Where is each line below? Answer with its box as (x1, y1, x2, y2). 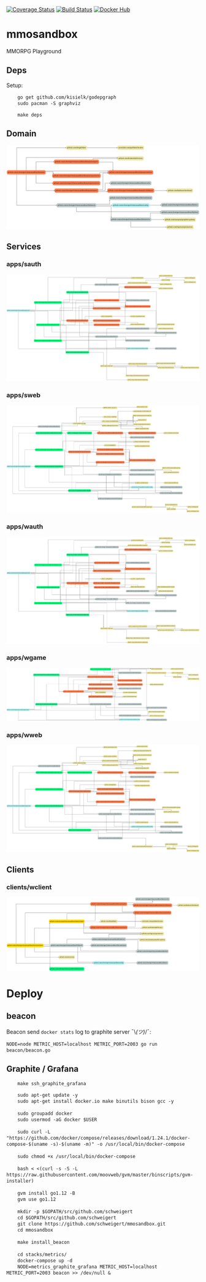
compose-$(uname (6, 1141, 48, 1148)
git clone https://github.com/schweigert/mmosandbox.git (17, 1221, 166, 1227)
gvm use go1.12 (17, 1196, 56, 1203)
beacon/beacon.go (6, 1047, 51, 1053)
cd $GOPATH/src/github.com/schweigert (17, 1215, 116, 1221)
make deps (17, 112, 43, 118)
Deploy (6, 986, 44, 1001)
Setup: (6, 82, 23, 89)
